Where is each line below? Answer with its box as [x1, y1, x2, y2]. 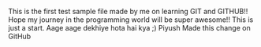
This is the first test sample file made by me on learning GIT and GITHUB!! [8, 7, 248, 16]
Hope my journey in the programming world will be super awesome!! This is [8, 15, 254, 24]
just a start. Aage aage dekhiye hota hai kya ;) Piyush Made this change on [8, 23, 251, 32]
